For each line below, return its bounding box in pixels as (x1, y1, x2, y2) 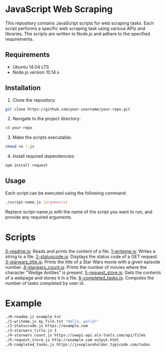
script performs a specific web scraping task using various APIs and (5, 25, 146, 31)
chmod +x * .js (5, 144, 35, 149)
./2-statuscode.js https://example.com (5, 323, 88, 328)
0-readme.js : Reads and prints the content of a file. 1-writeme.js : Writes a (5, 248, 156, 254)
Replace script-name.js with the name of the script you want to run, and (5, 209, 153, 215)
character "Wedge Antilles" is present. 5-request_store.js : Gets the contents (5, 269, 161, 275)
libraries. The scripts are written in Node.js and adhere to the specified (5, 31, 151, 37)
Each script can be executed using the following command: (5, 190, 127, 196)
